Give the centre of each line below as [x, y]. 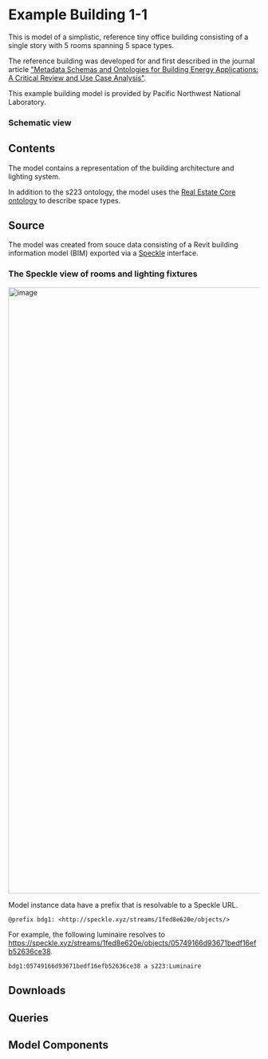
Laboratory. [27, 102]
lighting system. [34, 176]
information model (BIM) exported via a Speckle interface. [104, 253]
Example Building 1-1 [78, 15]
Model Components [59, 1045]
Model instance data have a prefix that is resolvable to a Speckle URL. [123, 905]
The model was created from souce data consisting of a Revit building [123, 245]
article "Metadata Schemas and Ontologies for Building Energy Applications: [134, 69]
